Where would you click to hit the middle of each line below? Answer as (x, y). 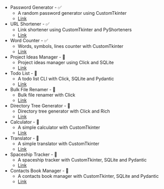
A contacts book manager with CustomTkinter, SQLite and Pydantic (88, 176)
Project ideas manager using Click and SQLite (66, 62)
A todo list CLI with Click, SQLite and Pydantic (66, 79)
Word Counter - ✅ (29, 40)
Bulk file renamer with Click (46, 95)
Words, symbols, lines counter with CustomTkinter (71, 46)
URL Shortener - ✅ (30, 24)
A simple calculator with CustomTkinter (59, 127)
